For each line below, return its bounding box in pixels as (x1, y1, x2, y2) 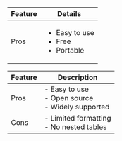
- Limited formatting (44, 114, 111, 123)
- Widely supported (44, 102, 110, 112)
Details (57, 9, 82, 18)
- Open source (44, 93, 94, 102)
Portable (56, 46, 85, 55)
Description (57, 73, 98, 82)
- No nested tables (44, 122, 107, 132)
